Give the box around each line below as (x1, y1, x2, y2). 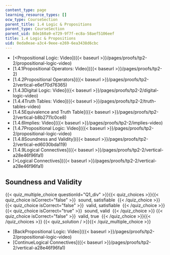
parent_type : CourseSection (5, 27, 65, 32)
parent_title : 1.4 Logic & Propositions (5, 21, 92, 27)
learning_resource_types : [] (5, 12, 67, 17)
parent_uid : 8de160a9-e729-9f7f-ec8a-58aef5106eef (5, 31, 115, 36)
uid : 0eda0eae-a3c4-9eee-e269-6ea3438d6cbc (5, 41, 99, 46)
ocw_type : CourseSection (5, 17, 58, 22)
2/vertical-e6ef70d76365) (12, 82, 67, 88)
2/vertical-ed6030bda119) (12, 141, 67, 147)
